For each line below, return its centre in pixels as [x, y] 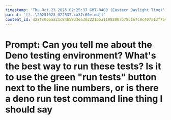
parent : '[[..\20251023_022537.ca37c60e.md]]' [55, 15]
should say [29, 109]
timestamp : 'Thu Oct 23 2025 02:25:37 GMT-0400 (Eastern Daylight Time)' [85, 10]
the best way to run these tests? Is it [83, 66]
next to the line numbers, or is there [82, 88]
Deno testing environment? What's [81, 55]
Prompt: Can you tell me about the [79, 44]
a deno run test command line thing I [84, 98]
